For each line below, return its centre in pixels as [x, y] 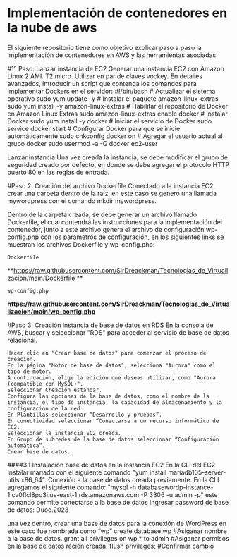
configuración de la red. [45, 408]
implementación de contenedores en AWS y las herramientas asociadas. [113, 55]
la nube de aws [52, 28]
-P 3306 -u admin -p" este [179, 494]
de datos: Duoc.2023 [38, 510]
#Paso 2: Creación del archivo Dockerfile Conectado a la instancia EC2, [111, 185]
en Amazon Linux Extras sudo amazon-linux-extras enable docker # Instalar [117, 114]
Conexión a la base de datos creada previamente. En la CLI [134, 479]
